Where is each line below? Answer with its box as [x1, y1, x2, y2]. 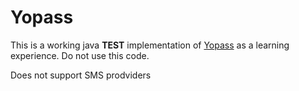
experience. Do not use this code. [10, 49, 150, 61]
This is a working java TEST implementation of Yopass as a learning [10, 39, 290, 51]
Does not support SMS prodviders [10, 69, 152, 81]
